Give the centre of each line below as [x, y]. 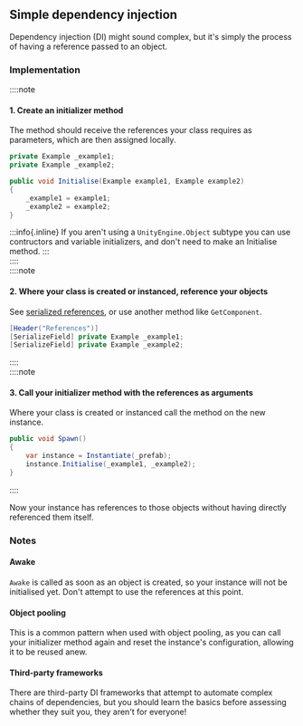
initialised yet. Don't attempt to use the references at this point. [127, 591]
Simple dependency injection [94, 15]
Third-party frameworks [57, 673]
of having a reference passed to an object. [89, 46]
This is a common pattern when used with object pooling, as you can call [145, 633]
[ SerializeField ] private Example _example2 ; [96, 345]
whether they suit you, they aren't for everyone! [98, 712]
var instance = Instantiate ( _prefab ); [99, 456]
